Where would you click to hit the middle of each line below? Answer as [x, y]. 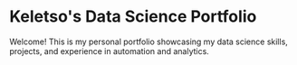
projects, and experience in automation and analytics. [110, 51]
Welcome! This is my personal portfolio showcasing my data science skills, [148, 42]
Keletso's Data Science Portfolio [133, 17]
